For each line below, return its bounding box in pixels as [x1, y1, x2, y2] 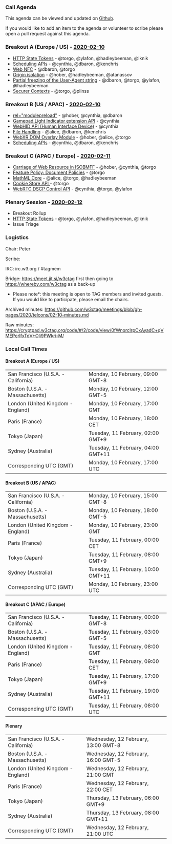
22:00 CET [86, 786, 113, 793]
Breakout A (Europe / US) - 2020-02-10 [5, 44, 105, 51]
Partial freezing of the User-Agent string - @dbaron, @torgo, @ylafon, [12, 77, 161, 83]
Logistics [5, 234, 29, 241]
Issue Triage [12, 221, 39, 227]
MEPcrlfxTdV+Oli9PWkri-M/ [5, 332, 64, 339]
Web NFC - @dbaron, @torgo [12, 66, 75, 72]
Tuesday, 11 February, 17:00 [89, 673, 159, 680]
